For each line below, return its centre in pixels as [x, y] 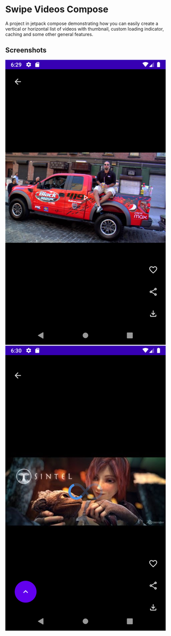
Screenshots [26, 50]
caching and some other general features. [49, 34]
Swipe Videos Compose [57, 9]
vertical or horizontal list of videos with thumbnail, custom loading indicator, [85, 28]
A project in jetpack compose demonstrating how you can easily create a [82, 23]
